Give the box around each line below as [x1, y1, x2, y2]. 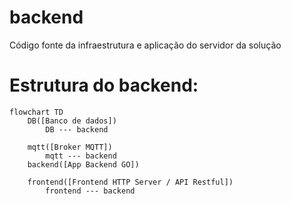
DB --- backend [45, 124, 109, 135]
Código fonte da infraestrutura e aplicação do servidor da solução [9, 39, 282, 51]
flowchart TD [9, 107, 64, 117]
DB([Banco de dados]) [27, 116, 117, 126]
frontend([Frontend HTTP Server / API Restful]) [27, 177, 234, 187]
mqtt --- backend [45, 151, 117, 161]
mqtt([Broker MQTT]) [27, 142, 113, 152]
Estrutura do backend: [9, 74, 199, 97]
